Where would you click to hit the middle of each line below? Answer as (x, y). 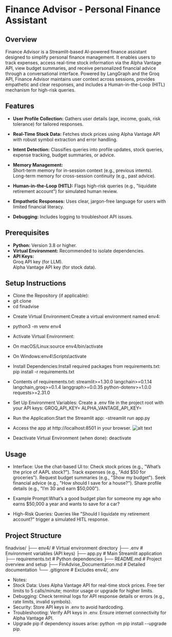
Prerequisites (27, 233)
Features (20, 106)
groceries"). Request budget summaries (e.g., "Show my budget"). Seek (89, 477)
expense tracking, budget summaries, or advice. (64, 155)
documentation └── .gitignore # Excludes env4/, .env (62, 570)
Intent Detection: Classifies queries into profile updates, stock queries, (88, 149)
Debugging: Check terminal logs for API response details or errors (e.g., (89, 596)
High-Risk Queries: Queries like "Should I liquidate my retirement (81, 514)
